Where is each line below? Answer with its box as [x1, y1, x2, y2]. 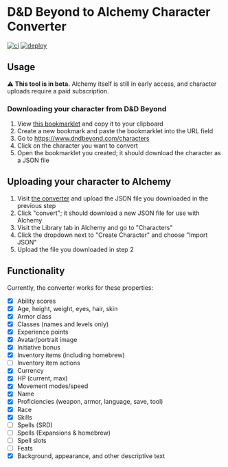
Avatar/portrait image [16, 335, 78, 343]
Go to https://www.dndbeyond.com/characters [16, 135, 150, 143]
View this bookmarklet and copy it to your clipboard [16, 119, 163, 128]
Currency [16, 367, 44, 375]
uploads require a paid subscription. [7, 87, 110, 95]
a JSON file [16, 156, 49, 165]
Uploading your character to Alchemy [7, 176, 172, 187]
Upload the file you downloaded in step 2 [16, 245, 134, 253]
